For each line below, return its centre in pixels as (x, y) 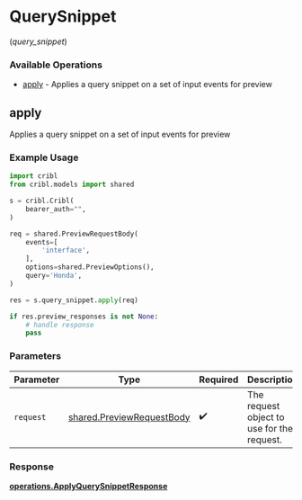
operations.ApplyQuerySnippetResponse (89, 486)
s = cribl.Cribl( (42, 201)
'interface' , (66, 250)
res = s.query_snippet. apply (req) (74, 300)
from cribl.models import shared (72, 185)
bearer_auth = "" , (56, 209)
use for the (270, 428)
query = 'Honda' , (54, 276)
